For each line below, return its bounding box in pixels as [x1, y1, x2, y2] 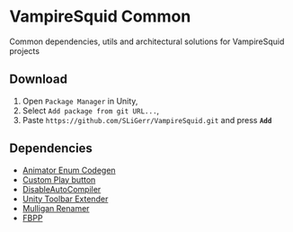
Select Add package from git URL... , [22, 105, 160, 116]
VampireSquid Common [9, 6, 191, 27]
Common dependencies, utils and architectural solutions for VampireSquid [9, 36, 285, 47]
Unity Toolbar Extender [22, 193, 109, 204]
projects [9, 45, 40, 56]
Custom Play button [22, 174, 96, 185]
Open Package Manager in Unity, [22, 95, 138, 106]
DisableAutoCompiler [22, 183, 102, 194]
